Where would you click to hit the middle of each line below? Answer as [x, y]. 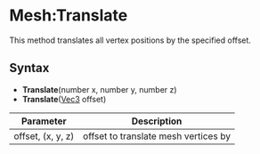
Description [157, 121]
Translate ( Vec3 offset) [64, 99]
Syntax [29, 68]
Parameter [44, 121]
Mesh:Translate [69, 16]
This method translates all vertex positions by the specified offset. [130, 40]
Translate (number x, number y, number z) [99, 89]
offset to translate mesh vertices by [157, 136]
